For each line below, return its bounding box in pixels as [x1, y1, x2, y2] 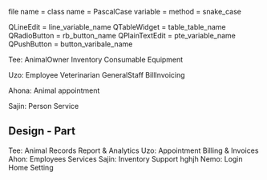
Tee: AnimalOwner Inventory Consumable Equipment [8, 55, 184, 64]
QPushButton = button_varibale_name [8, 39, 133, 49]
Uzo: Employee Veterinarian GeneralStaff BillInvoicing [8, 70, 186, 79]
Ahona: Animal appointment [8, 86, 100, 95]
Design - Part [8, 124, 76, 138]
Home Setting [8, 162, 54, 172]
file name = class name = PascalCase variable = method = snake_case [8, 7, 242, 16]
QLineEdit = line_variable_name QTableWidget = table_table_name [8, 22, 226, 31]
